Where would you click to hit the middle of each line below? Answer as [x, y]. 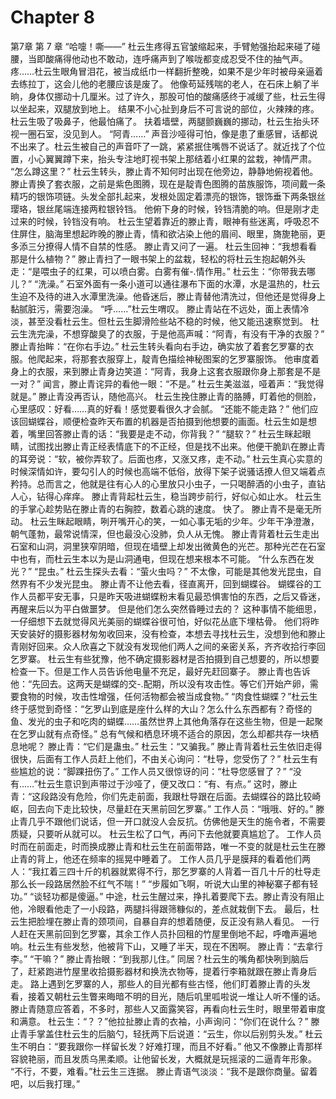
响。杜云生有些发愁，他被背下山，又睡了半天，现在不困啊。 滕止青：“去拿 [162, 946]
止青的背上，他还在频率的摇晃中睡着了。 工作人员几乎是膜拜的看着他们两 [160, 858]
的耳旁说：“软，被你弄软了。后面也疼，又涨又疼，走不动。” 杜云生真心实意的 [166, 458]
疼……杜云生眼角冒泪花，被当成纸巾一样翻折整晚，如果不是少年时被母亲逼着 [167, 71]
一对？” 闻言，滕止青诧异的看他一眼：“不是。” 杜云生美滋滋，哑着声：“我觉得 [167, 383]
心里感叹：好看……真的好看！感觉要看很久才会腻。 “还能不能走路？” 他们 [160, 408]
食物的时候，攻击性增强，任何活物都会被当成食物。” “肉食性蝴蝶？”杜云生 [168, 696]
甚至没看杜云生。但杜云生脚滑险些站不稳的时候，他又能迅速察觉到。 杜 [173, 321]
